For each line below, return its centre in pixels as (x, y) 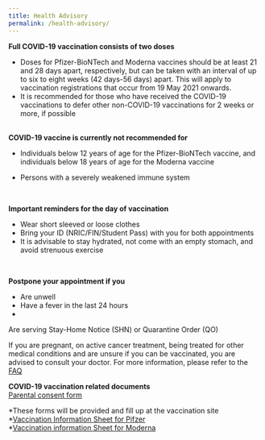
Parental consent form (46, 395)
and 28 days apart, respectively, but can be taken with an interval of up (138, 70)
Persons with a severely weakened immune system (105, 177)
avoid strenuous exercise (62, 250)
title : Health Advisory (48, 16)
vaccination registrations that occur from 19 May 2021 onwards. (126, 87)
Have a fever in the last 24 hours (74, 305)
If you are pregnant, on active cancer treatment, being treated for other (126, 345)
